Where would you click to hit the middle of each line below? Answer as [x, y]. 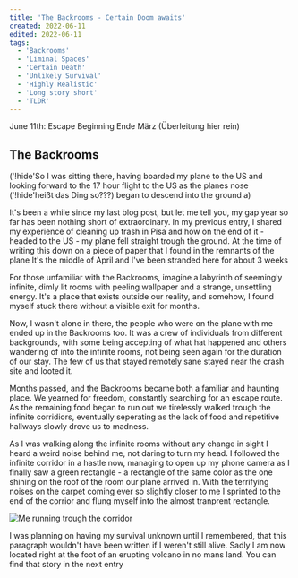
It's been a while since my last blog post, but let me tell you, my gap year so [149, 212]
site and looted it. [41, 371]
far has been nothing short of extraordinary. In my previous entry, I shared [145, 222]
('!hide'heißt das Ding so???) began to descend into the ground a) [130, 195]
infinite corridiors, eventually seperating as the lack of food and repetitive [145, 417]
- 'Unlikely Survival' [60, 76]
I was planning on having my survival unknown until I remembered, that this [148, 536]
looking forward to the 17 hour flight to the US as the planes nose [129, 185]
